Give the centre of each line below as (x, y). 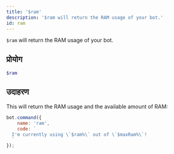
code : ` (27, 129)
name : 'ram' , (34, 123)
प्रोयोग (14, 59)
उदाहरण (18, 92)
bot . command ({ (24, 117)
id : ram (16, 23)
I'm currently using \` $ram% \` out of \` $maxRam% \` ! (79, 134)
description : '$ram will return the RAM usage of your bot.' (85, 18)
